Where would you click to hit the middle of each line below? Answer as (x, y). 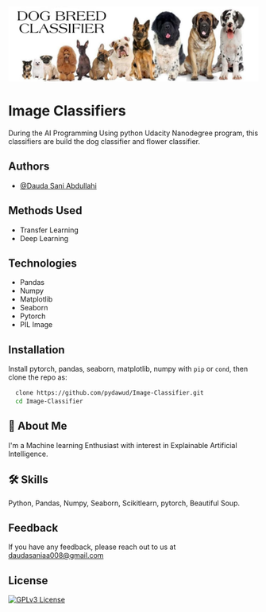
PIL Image (36, 325)
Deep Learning (44, 238)
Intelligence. (29, 454)
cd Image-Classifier (49, 402)
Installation (37, 350)
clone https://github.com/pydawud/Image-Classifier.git (110, 393)
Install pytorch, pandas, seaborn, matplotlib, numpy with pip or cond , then (128, 369)
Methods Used (45, 210)
